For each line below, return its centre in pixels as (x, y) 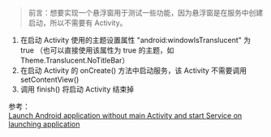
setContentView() (49, 79)
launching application (44, 124)
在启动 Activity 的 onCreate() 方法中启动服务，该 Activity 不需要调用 (133, 71)
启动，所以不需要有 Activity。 (77, 23)
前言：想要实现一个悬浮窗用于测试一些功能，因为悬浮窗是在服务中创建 (146, 13)
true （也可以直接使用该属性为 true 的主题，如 (97, 50)
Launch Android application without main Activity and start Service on (125, 116)
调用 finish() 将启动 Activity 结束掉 (77, 89)
